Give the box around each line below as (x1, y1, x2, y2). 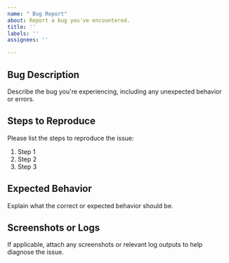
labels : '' (7, 30, 39, 37)
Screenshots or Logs (7, 222, 100, 233)
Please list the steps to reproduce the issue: (7, 134, 135, 142)
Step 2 (17, 155, 37, 163)
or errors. (7, 94, 35, 103)
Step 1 (17, 147, 36, 155)
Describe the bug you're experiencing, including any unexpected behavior (7, 87, 223, 96)
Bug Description (7, 68, 79, 81)
